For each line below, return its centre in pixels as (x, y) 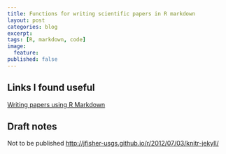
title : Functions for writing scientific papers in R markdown (101, 14)
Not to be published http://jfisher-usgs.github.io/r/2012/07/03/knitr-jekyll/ (113, 143)
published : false (33, 59)
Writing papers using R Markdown (56, 104)
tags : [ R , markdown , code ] (47, 40)
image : (17, 46)
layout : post (26, 20)
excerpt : (20, 33)
